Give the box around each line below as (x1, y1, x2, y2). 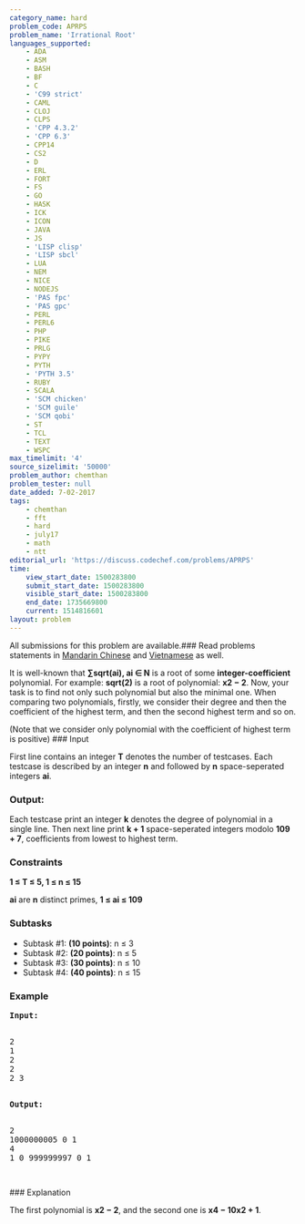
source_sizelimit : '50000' (9, 462, 112, 472)
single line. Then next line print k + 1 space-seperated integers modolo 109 (9, 824, 290, 835)
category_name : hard (9, 13, 88, 23)
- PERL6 (25, 318, 55, 328)
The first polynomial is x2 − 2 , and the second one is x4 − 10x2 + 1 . (9, 1204, 261, 1215)
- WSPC (25, 446, 51, 455)
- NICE (25, 276, 51, 285)
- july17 (25, 530, 59, 540)
